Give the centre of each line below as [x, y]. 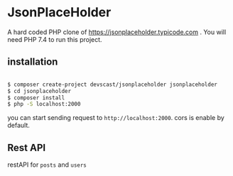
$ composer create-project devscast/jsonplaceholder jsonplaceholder [113, 84]
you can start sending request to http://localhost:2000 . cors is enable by [116, 118]
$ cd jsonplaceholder [39, 91]
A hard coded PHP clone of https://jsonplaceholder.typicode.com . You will [117, 32]
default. [19, 126]
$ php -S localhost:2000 [44, 104]
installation [33, 62]
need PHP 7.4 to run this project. [55, 39]
